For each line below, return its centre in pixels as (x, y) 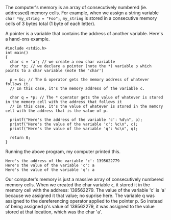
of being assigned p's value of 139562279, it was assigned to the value (80, 206)
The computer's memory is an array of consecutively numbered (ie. (76, 7)
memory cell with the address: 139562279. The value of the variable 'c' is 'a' (86, 190)
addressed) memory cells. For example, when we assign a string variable (82, 13)
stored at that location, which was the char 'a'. (54, 212)
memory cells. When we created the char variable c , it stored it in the (78, 185)
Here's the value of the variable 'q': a (50, 170)
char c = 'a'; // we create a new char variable (63, 62)
